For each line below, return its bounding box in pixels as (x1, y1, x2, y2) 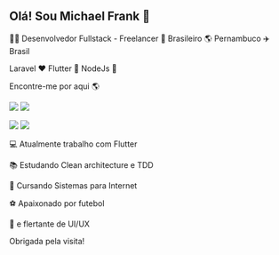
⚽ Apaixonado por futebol (9, 197, 105, 209)
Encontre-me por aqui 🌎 (9, 81, 100, 92)
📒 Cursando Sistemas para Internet (9, 179, 138, 191)
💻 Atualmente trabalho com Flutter (9, 139, 138, 149)
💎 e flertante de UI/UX (9, 219, 91, 229)
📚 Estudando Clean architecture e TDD (9, 159, 154, 170)
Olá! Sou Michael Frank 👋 (9, 9, 151, 24)
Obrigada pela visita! (9, 235, 85, 246)
